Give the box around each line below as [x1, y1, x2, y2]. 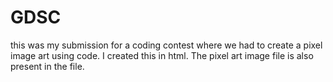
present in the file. [10, 60, 85, 72]
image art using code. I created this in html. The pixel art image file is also [10, 49, 314, 61]
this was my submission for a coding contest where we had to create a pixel [10, 39, 323, 51]
